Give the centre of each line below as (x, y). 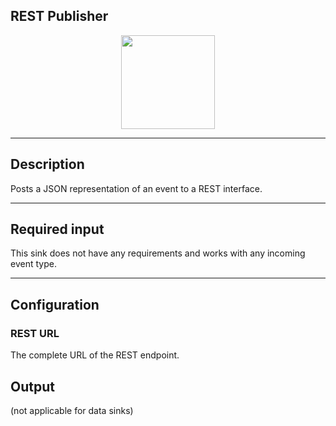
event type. (33, 264)
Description (47, 164)
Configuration (55, 304)
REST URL (35, 333)
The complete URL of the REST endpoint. (95, 355)
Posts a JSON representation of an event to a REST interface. (136, 188)
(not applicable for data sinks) (72, 410)
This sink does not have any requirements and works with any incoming (158, 253)
